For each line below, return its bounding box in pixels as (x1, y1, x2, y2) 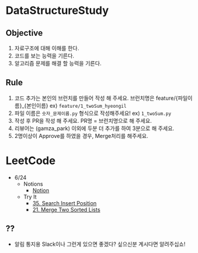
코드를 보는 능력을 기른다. (14, 52, 75, 59)
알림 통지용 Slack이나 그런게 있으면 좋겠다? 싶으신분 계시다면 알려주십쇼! (14, 240, 185, 248)
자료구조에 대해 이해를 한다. (14, 45, 80, 51)
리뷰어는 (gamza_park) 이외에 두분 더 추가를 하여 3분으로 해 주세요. (14, 125, 174, 132)
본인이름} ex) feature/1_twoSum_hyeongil (26, 102, 127, 109)
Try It (23, 193, 37, 200)
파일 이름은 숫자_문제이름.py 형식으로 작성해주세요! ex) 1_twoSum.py (14, 110, 171, 117)
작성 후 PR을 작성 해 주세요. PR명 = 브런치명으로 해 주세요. (14, 117, 152, 124)
